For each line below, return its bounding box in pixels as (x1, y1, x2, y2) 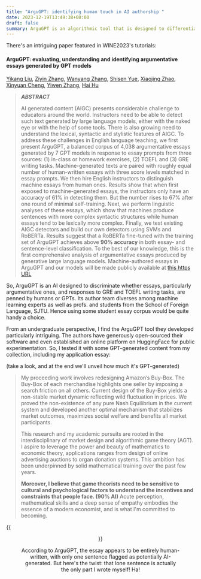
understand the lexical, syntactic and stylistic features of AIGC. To (20, 130, 184, 138)
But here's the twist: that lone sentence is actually (53, 560, 176, 567)
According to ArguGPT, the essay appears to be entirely (21, 547, 160, 554)
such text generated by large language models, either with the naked (20, 117, 191, 125)
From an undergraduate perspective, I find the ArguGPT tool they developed (6, 325, 194, 333)
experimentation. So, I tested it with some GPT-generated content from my (6, 345, 190, 352)
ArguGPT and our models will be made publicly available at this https (20, 264, 191, 272)
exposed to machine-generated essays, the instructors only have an (20, 188, 190, 195)
